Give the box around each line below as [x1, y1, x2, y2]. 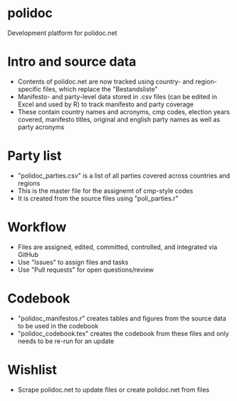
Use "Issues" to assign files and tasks [17, 258, 129, 266]
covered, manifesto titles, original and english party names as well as [17, 115, 221, 123]
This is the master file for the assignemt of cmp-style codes [17, 186, 194, 195]
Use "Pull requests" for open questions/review [17, 265, 154, 274]
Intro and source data [7, 54, 137, 70]
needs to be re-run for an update [17, 337, 115, 345]
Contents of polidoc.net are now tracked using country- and [17, 77, 194, 86]
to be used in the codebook [17, 321, 99, 330]
